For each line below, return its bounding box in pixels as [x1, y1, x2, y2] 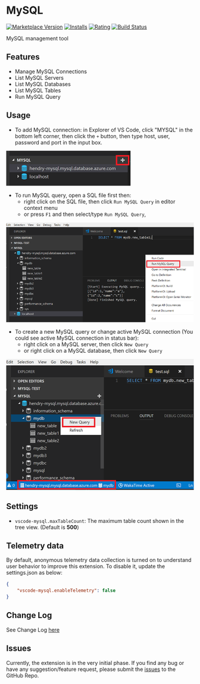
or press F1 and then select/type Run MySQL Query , [23, 211, 146, 218]
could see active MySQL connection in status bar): [14, 334, 139, 342]
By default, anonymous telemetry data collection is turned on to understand [6, 557, 192, 564]
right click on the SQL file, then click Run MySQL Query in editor [23, 197, 176, 205]
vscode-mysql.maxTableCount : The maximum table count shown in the [14, 517, 185, 524]
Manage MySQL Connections [14, 68, 87, 75]
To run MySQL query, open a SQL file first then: [14, 192, 132, 199]
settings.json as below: [6, 569, 62, 576]
